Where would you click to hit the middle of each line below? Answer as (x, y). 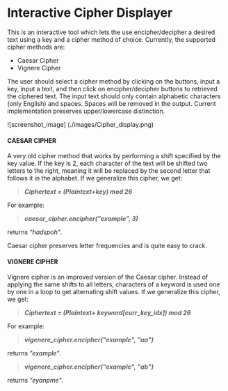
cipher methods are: (36, 47)
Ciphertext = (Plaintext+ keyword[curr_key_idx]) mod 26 (107, 313)
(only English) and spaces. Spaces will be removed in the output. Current (112, 103)
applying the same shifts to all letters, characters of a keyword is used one (114, 284)
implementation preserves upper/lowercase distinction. (86, 111)
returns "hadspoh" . (35, 232)
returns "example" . (34, 353)
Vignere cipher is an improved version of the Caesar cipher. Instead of (108, 277)
